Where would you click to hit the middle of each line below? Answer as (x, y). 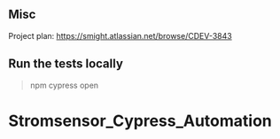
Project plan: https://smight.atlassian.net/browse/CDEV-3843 (120, 35)
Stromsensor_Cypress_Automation (140, 121)
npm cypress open (64, 85)
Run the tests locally (66, 64)
